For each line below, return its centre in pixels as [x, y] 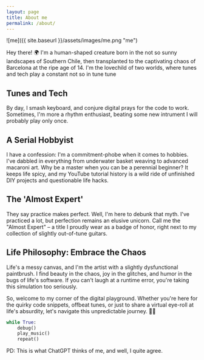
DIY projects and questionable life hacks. [58, 180]
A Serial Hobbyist [40, 140]
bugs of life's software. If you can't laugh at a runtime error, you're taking [98, 280]
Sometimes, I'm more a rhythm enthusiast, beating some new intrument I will [102, 114]
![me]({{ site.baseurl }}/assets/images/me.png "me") [72, 41]
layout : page [23, 12]
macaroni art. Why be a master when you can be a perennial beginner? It [97, 167]
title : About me [27, 18]
